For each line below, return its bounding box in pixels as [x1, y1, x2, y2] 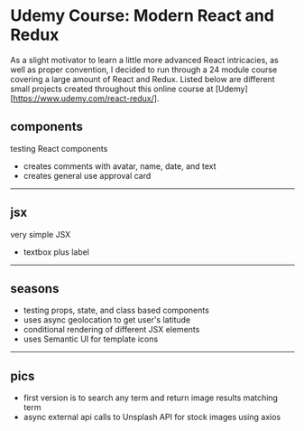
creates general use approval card [23, 170, 152, 181]
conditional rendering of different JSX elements [23, 324, 200, 335]
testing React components [10, 143, 108, 154]
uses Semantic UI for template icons [23, 333, 159, 344]
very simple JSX [10, 229, 71, 239]
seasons [10, 281, 60, 296]
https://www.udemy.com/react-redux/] [13, 92, 157, 104]
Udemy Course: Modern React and [10, 5, 274, 26]
